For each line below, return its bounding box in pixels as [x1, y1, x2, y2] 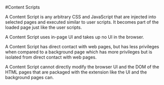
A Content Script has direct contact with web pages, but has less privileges [5, 44, 160, 49]
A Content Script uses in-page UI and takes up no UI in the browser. [5, 34, 144, 40]
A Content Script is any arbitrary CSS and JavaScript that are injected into [5, 14, 157, 19]
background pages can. [5, 75, 54, 80]
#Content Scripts [5, 4, 40, 10]
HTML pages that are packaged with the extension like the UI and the [5, 69, 147, 75]
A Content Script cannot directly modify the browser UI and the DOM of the [5, 64, 160, 70]
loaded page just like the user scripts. [5, 24, 82, 30]
